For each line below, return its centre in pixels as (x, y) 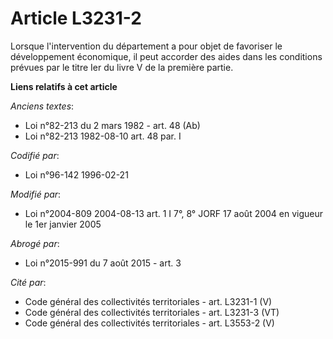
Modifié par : (36, 194)
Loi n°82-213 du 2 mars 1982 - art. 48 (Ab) (112, 125)
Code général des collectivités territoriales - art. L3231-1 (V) (148, 301)
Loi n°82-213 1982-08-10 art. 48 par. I (103, 136)
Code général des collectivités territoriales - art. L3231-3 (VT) (152, 312)
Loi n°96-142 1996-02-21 (76, 174)
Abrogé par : (35, 243)
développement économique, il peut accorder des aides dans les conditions (166, 56)
